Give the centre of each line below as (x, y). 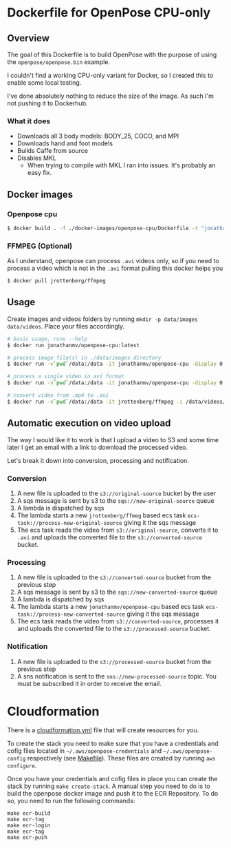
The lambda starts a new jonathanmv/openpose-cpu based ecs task (111, 607)
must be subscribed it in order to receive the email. (89, 683)
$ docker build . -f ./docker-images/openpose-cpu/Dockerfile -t (102, 228)
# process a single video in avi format (66, 377)
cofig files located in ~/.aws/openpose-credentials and (85, 751)
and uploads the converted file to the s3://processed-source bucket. (114, 629)
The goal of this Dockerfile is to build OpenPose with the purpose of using (112, 54)
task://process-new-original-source (69, 523)
